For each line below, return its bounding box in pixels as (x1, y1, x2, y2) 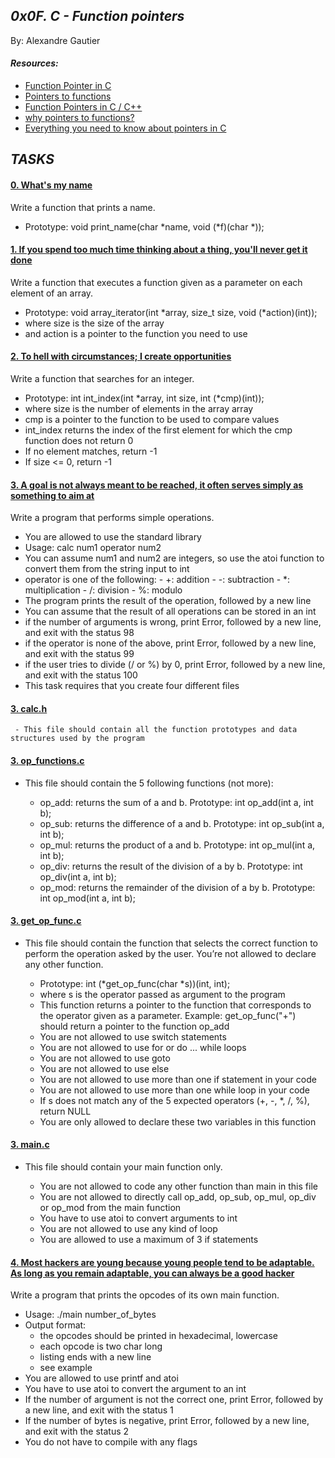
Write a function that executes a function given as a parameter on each (10, 276, 303, 288)
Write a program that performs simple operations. (10, 512, 215, 524)
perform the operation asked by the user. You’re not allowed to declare (24, 947, 317, 959)
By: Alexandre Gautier (10, 34, 101, 46)
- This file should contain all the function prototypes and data (14, 725, 298, 735)
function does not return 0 (24, 435, 134, 447)
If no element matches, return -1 (24, 445, 158, 458)
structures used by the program (10, 734, 145, 744)
